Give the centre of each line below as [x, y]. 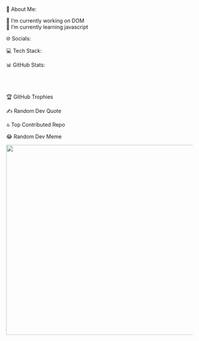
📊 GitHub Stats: [26, 65]
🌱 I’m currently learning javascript [47, 27]
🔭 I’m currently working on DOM [45, 20]
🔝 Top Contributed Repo [36, 124]
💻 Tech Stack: [24, 51]
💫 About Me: [21, 9]
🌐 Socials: [19, 38]
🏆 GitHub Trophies [30, 97]
